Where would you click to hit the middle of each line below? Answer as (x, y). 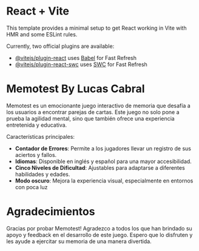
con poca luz (31, 187)
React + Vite (38, 11)
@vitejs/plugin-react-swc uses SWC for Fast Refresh (81, 64)
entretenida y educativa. (37, 125)
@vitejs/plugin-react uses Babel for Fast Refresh (76, 58)
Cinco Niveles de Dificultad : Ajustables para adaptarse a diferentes (100, 167)
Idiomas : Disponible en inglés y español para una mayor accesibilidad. (103, 161)
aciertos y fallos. (36, 155)
